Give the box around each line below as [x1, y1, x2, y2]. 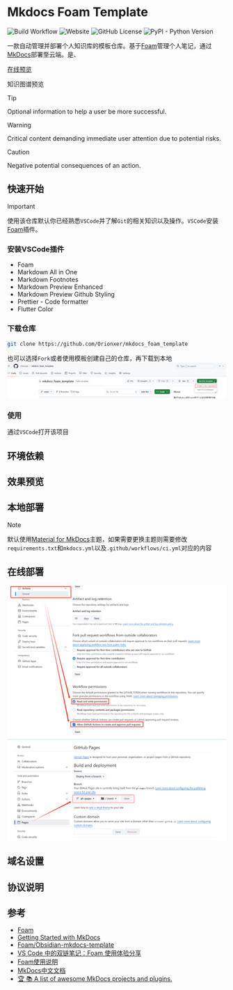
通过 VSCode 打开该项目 [7, 427, 69, 436]
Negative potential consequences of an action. [7, 161, 141, 169]
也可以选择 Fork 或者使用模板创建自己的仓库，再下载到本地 [7, 354, 172, 363]
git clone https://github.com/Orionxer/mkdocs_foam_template [7, 340, 188, 348]
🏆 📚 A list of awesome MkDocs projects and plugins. [17, 975, 172, 983]
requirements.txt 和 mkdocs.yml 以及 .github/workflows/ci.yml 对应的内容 [7, 544, 212, 552]
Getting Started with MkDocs [17, 934, 101, 942]
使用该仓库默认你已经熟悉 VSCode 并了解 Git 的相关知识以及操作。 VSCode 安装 [7, 217, 219, 225]
